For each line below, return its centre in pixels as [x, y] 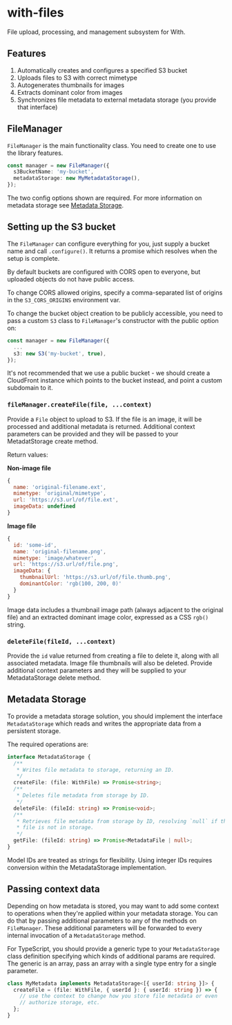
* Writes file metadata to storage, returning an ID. [95, 770]
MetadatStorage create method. [52, 441]
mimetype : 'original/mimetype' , [60, 493]
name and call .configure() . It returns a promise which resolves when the [112, 251]
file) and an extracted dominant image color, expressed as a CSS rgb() [108, 617]
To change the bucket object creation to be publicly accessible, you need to [115, 313]
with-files [36, 13]
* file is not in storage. [55, 828]
